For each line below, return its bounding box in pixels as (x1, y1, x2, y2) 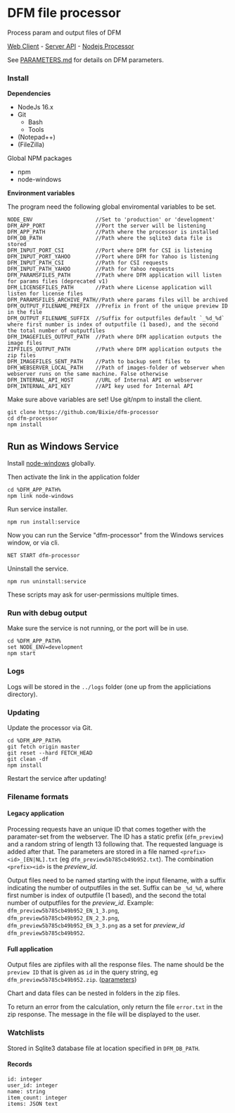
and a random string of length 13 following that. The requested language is (7, 840, 224, 849)
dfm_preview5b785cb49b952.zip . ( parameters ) (7, 975, 137, 984)
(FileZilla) (17, 140, 45, 149)
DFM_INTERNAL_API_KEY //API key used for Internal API (7, 383, 193, 390)
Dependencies (7, 90, 51, 98)
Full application (7, 944, 53, 953)
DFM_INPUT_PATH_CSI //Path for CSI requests (7, 260, 169, 267)
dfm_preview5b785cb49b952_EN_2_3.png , (7, 913, 120, 922)
